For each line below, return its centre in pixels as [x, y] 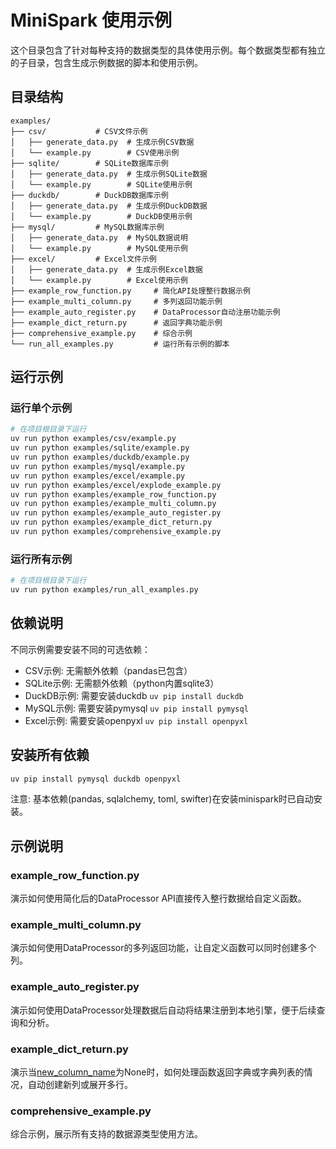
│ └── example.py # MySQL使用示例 [99, 248]
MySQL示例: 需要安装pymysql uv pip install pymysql [136, 708]
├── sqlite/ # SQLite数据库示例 [89, 163]
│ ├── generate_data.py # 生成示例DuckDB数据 [109, 206]
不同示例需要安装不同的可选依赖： [80, 649]
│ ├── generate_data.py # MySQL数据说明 [99, 237]
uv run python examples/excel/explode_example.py [116, 485]
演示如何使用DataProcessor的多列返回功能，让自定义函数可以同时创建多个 [163, 948]
